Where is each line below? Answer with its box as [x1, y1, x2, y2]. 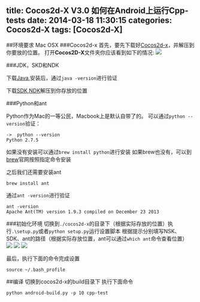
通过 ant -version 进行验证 [6, 191, 70, 199]
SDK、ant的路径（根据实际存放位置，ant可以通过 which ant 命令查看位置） [6, 235, 188, 242]
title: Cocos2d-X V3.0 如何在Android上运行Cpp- [6, 5, 189, 16]
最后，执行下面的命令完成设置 [6, 255, 80, 262]
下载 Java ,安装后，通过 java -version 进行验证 [6, 74, 118, 81]
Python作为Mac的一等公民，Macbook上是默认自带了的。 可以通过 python [6, 112, 186, 120]
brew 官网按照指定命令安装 [6, 155, 71, 163]
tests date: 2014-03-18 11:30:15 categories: [6, 16, 172, 26]
